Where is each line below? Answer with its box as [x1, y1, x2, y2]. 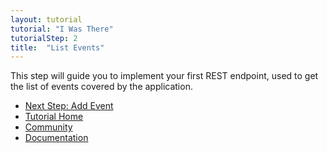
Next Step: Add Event [24, 100, 114, 112]
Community [24, 121, 73, 133]
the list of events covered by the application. [10, 81, 193, 93]
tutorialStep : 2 [10, 33, 78, 43]
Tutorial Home [24, 111, 84, 123]
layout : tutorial [10, 14, 83, 25]
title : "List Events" [10, 42, 105, 53]
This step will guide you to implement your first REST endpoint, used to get [10, 70, 319, 82]
